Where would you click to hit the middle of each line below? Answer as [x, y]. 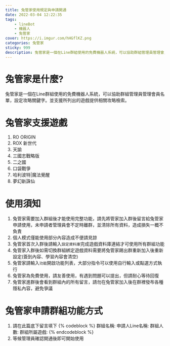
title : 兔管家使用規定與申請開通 [36, 10]
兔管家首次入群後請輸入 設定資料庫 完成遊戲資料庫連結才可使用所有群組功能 [89, 244]
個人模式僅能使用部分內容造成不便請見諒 [55, 238]
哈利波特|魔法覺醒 [31, 175]
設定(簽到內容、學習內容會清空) [45, 257]
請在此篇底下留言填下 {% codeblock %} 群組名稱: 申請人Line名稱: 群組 [86, 326]
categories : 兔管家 [25, 43]
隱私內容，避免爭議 [33, 288]
